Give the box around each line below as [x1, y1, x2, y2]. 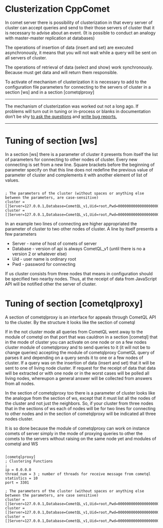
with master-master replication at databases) [5, 35, 95, 41]
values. [5, 177, 19, 183]
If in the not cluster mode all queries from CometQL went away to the [5, 329, 143, 335]
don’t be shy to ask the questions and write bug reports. [5, 113, 117, 119]
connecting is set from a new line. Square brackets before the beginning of [5, 162, 155, 168]
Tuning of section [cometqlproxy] [5, 298, 143, 309]
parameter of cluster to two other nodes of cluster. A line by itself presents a [5, 226, 158, 232]
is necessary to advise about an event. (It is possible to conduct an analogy [5, 30, 156, 36]
